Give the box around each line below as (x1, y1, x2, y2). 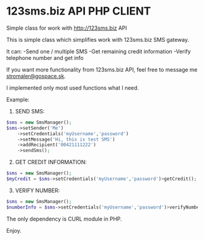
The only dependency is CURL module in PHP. (6, 215, 123, 222)
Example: (6, 96, 30, 103)
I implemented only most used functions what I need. (6, 84, 139, 92)
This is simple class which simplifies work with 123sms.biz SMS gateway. (6, 36, 189, 43)
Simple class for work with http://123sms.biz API (6, 24, 127, 32)
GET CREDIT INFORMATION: (15, 159, 87, 166)
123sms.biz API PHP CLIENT (6, 4, 151, 18)
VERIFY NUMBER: (15, 187, 60, 194)
